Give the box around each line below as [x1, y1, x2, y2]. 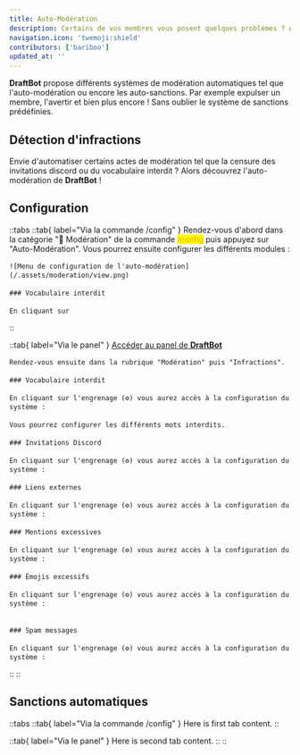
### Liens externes [9, 482, 82, 491]
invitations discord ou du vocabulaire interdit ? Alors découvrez [9, 165, 242, 176]
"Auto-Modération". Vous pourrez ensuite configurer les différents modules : [9, 243, 290, 254]
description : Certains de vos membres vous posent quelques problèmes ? [9, 23, 286, 33]
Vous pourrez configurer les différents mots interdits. [9, 420, 226, 429]
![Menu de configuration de [9, 262, 114, 271]
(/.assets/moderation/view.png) [9, 271, 129, 280]
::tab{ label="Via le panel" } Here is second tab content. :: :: [9, 735, 228, 746]
